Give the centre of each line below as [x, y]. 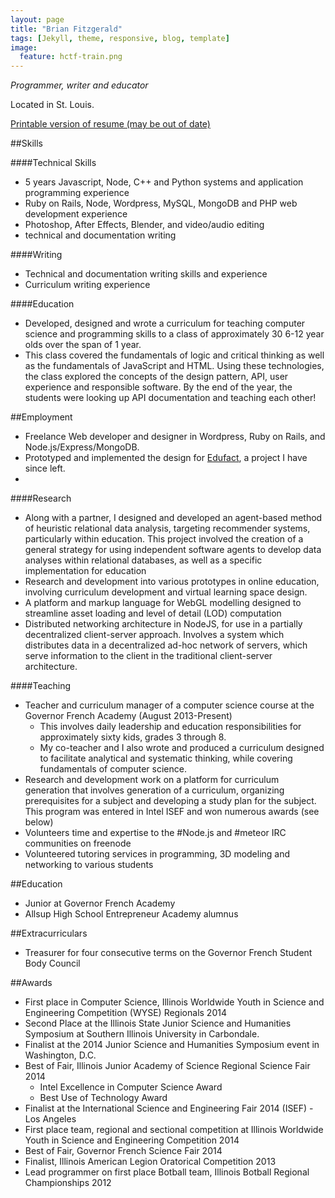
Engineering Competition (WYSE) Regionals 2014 [125, 1013]
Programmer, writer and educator [79, 85]
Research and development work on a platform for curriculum [152, 780]
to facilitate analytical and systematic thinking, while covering [166, 758]
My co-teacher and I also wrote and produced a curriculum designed [182, 748]
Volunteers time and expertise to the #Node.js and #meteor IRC [155, 833]
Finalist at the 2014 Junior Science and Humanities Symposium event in [172, 1045]
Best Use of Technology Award [103, 1098]
